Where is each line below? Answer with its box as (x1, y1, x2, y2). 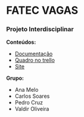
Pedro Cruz (14, 99, 43, 106)
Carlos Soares (14, 92, 50, 100)
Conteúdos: (6, 38, 36, 46)
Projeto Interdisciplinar (6, 25, 74, 34)
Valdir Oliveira (14, 106, 49, 113)
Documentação (14, 50, 53, 58)
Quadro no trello (14, 56, 55, 64)
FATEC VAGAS (6, 4, 79, 17)
